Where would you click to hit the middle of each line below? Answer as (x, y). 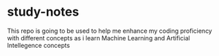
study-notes (43, 12)
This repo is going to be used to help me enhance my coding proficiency (110, 31)
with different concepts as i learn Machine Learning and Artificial (99, 38)
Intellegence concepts (38, 45)
